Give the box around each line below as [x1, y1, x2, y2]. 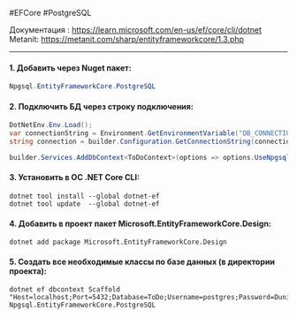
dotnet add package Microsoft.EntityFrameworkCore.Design [9, 238, 227, 246]
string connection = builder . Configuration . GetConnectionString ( [9, 137, 255, 147]
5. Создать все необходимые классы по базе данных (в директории [9, 256, 276, 267]
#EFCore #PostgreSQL [9, 8, 92, 18]
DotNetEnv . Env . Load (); [9, 121, 93, 130]
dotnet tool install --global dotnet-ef [9, 192, 161, 201]
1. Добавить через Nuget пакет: [9, 62, 132, 73]
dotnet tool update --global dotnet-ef [9, 199, 161, 208]
